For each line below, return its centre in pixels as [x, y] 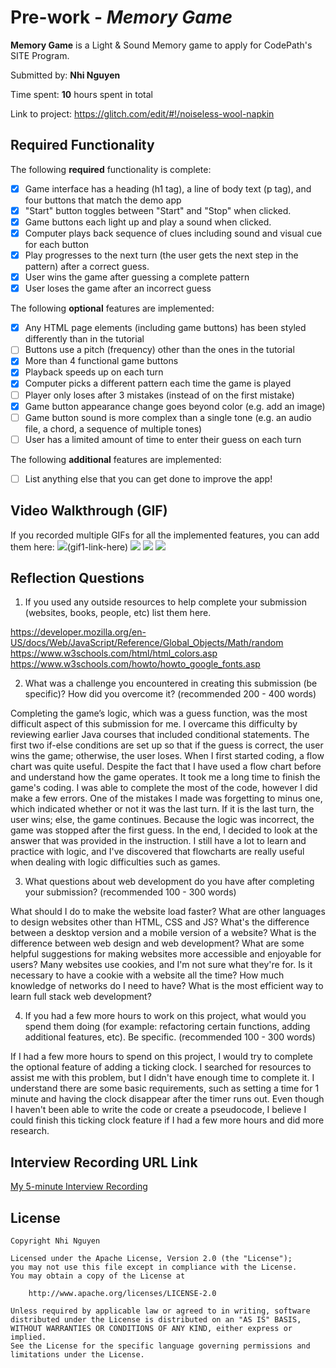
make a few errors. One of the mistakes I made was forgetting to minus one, [166, 798]
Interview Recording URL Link [104, 1162]
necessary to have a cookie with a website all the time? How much [147, 975]
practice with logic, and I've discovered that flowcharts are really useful [157, 852]
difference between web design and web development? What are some [157, 943]
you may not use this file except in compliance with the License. [154, 1267]
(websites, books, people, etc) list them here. [118, 613]
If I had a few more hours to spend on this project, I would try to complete [161, 1057]
